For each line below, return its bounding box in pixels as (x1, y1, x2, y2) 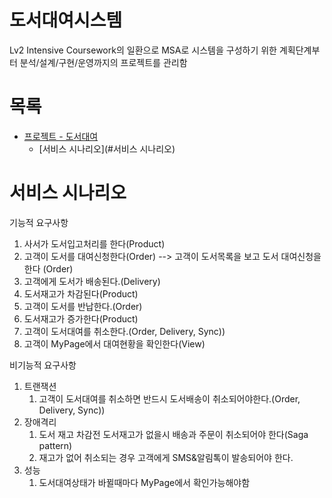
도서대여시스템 (9, 9, 123, 32)
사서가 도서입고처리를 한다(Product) (23, 237, 166, 250)
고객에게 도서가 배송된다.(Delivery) (23, 275, 161, 287)
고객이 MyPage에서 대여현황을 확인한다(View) (23, 337, 206, 350)
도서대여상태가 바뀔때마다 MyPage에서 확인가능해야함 (38, 476, 251, 488)
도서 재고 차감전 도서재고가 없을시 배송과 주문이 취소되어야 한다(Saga (38, 428, 309, 440)
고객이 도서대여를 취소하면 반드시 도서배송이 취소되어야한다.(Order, (38, 392, 301, 405)
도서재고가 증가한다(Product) (23, 312, 139, 325)
